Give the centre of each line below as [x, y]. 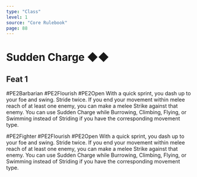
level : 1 [17, 17]
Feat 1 [17, 79]
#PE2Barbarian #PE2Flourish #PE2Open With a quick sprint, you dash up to [99, 94]
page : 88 [17, 28]
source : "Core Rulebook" [37, 22]
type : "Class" [24, 12]
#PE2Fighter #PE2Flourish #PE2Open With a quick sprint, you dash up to [96, 136]
